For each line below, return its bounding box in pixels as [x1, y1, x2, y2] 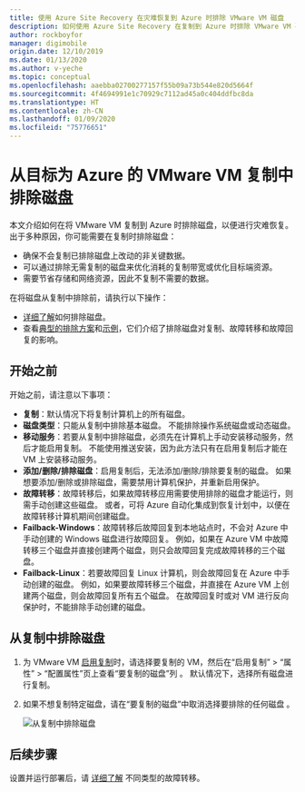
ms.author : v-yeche [9, 64, 84, 74]
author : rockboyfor [9, 30, 84, 39]
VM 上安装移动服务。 [22, 453, 103, 464]
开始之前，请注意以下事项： [9, 389, 113, 400]
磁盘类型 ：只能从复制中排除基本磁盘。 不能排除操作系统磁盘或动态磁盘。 [22, 420, 296, 431]
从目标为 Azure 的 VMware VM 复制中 [9, 165, 294, 186]
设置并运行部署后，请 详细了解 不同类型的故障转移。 [9, 773, 205, 784]
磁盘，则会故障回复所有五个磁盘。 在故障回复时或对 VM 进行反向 [46, 589, 289, 600]
